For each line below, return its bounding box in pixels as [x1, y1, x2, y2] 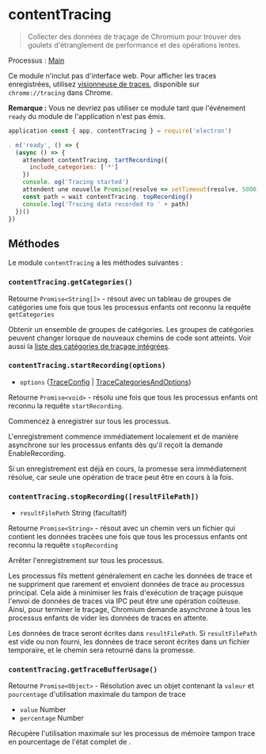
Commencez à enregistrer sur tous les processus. [8, 416, 171, 426]
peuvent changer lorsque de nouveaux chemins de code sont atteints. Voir [8, 333, 252, 343]
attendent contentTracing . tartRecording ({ [22, 156, 169, 164]
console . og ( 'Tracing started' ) [22, 178, 129, 186]
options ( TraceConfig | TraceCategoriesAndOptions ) [19, 377, 192, 386]
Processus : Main [8, 55, 65, 65]
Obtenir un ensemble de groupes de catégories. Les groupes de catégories [8, 324, 254, 334]
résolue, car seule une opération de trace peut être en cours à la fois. [8, 472, 234, 481]
